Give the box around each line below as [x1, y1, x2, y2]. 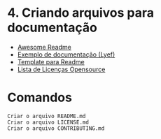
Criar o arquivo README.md [7, 112, 86, 119]
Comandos [7, 89, 72, 105]
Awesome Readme [17, 43, 71, 51]
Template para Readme [17, 57, 85, 66]
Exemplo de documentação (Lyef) [17, 50, 115, 59]
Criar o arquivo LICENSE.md [7, 119, 90, 126]
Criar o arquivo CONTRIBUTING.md [7, 124, 105, 132]
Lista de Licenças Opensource [17, 65, 106, 73]
